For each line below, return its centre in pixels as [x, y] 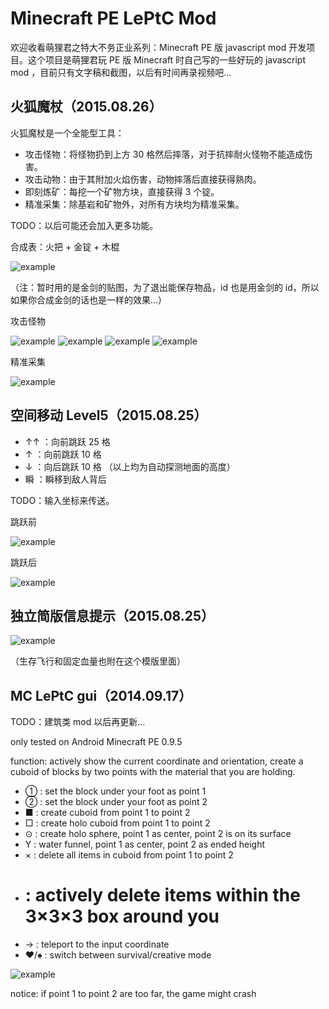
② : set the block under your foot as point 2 [116, 802]
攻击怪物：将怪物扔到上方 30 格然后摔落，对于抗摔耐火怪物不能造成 [164, 154]
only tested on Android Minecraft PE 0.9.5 [96, 742]
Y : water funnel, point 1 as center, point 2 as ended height [144, 844]
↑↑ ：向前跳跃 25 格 [67, 441]
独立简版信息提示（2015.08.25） [112, 615]
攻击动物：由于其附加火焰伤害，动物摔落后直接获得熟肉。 [143, 179]
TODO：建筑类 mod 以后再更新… [78, 722]
